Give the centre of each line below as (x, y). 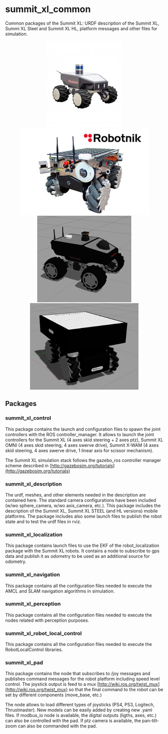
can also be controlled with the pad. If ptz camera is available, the (73, 721)
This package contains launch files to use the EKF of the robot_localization (82, 546)
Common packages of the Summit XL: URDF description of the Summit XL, (82, 23)
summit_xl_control (28, 418)
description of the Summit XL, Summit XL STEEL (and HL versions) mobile (81, 511)
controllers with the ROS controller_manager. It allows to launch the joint (80, 434)
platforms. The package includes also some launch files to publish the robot (83, 516)
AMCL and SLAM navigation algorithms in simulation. (60, 591)
